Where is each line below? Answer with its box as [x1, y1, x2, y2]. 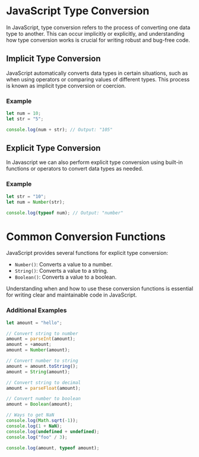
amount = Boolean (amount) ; [6, 401, 73, 408]
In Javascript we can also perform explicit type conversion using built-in [6, 159, 183, 166]
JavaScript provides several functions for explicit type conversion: [6, 250, 168, 257]
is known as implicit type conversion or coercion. [6, 82, 127, 89]
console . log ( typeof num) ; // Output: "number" [6, 210, 124, 216]
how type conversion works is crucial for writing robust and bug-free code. [6, 36, 190, 43]
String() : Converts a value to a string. [14, 267, 109, 275]
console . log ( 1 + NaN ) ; [6, 423, 62, 429]
